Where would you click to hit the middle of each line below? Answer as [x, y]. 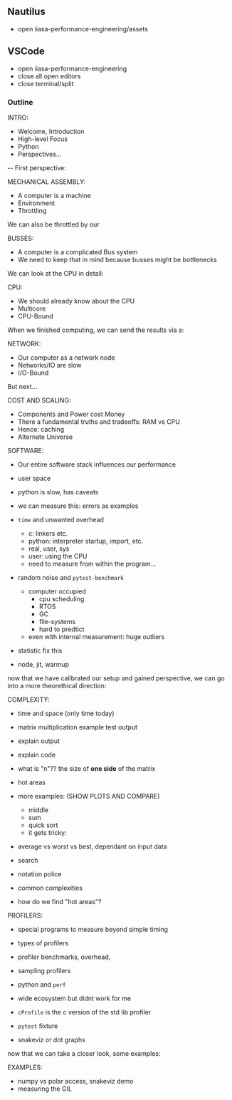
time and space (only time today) [66, 713]
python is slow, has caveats [58, 492]
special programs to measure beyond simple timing [93, 929]
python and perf [42, 984]
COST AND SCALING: [39, 400]
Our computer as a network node [66, 357]
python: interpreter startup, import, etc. [86, 541]
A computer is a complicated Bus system [78, 251]
